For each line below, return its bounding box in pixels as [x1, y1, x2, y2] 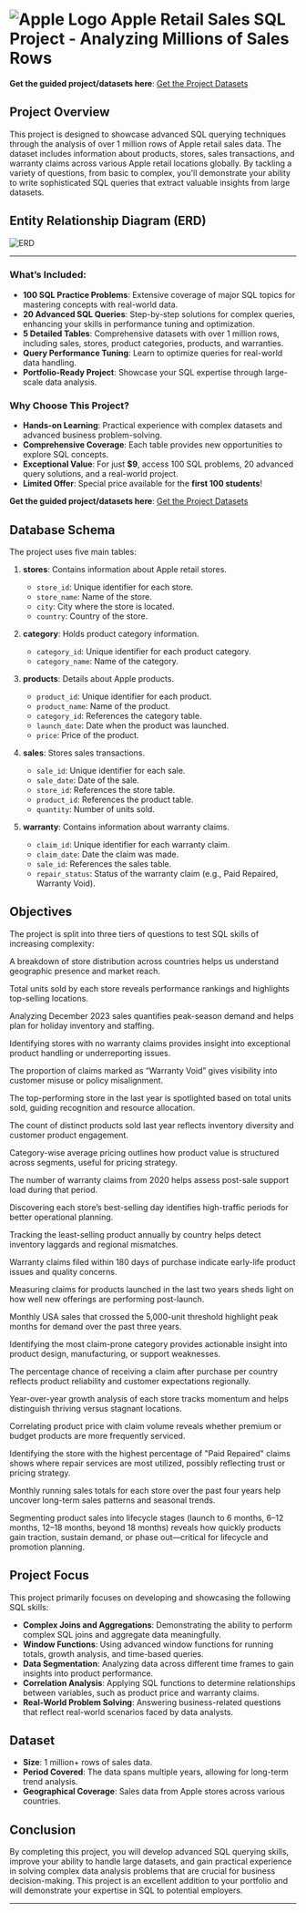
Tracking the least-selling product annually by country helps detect [9, 1229, 261, 1239]
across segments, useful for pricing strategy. [9, 1157, 178, 1167]
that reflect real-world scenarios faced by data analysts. [22, 1706, 234, 1717]
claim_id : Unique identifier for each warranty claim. [36, 838, 230, 849]
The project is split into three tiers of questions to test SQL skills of [9, 928, 260, 939]
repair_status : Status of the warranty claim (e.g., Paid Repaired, [36, 868, 279, 879]
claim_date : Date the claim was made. [36, 849, 179, 859]
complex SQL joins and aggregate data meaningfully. [22, 1629, 221, 1640]
